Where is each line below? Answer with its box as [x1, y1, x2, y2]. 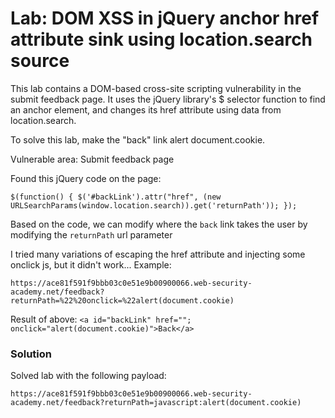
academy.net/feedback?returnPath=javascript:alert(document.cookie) [10, 398, 302, 408]
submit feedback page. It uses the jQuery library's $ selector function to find [10, 93, 326, 105]
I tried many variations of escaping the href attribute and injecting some [10, 248, 306, 260]
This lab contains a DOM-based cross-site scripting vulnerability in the [10, 82, 302, 94]
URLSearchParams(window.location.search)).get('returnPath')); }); [10, 200, 298, 211]
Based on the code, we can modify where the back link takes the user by [10, 218, 308, 230]
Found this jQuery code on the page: [10, 172, 162, 184]
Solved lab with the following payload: [10, 370, 167, 382]
